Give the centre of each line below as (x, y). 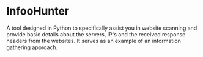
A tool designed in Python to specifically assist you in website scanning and (102, 28)
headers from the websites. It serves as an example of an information (94, 41)
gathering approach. (32, 47)
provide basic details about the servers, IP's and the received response (96, 34)
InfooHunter (38, 11)
